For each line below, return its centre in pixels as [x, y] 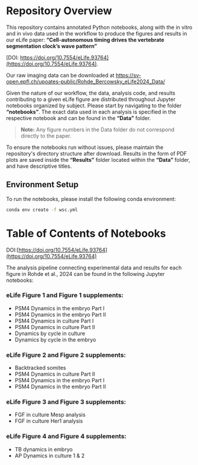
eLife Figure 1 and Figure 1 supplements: [65, 295]
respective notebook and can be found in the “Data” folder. [79, 118]
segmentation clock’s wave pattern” [52, 46]
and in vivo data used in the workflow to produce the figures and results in [97, 33]
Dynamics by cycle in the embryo [55, 339]
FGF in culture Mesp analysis [50, 415]
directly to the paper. [46, 136]
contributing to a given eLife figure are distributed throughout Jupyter [91, 99]
